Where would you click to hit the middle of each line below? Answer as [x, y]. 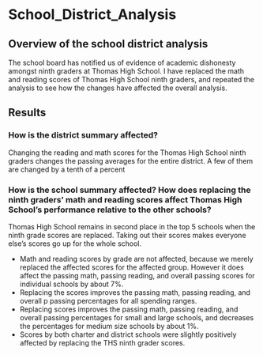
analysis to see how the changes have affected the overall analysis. [118, 88]
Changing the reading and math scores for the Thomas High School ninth [127, 153]
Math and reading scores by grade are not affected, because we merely [137, 259]
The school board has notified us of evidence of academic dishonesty [122, 62]
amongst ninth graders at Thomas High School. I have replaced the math [126, 71]
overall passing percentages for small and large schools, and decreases [137, 317]
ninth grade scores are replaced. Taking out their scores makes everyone [127, 235]
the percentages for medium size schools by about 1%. [109, 326]
